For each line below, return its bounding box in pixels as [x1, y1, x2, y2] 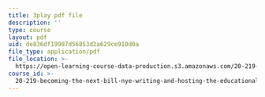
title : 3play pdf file [8, 11, 83, 20]
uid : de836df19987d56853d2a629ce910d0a [8, 41, 140, 48]
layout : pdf [8, 33, 47, 41]
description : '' [8, 19, 62, 27]
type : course [8, 26, 51, 34]
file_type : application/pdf [8, 48, 101, 56]
